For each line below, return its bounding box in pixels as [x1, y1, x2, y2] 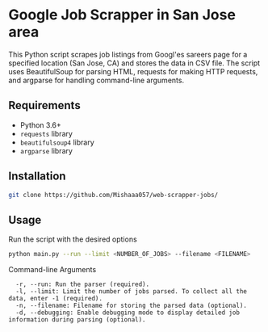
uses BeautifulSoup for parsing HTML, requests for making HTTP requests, [8, 66, 258, 76]
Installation [8, 170, 66, 183]
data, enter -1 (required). [8, 295, 103, 303]
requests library [19, 128, 73, 138]
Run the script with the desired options [8, 234, 137, 244]
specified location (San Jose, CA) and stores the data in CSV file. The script [8, 58, 261, 68]
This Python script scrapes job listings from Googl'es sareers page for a [8, 49, 248, 59]
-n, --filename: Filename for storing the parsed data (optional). [15, 301, 248, 310]
